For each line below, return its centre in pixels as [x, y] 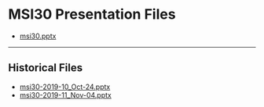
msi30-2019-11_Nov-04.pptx [65, 95]
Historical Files [46, 68]
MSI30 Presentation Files [92, 14]
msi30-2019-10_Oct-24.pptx [65, 87]
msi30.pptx [38, 36]
